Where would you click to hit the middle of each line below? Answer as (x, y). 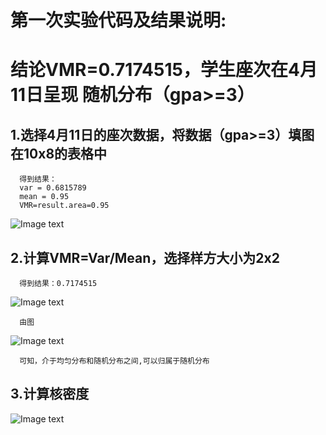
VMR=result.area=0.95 (64, 206)
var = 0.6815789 (53, 188)
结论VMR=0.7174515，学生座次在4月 (164, 70)
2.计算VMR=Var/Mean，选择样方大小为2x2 (145, 257)
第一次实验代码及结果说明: (118, 20)
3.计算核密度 (50, 394)
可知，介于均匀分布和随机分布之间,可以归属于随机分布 (114, 361)
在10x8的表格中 (59, 153)
